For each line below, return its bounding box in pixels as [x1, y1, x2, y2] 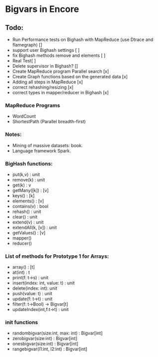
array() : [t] [12, 264, 35, 270]
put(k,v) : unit [12, 171, 40, 178]
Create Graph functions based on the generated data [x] [12, 74, 128, 79]
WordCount [12, 113, 36, 119]
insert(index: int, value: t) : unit [12, 280, 75, 286]
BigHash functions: [5, 160, 53, 167]
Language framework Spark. [12, 148, 71, 154]
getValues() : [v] [12, 229, 46, 235]
